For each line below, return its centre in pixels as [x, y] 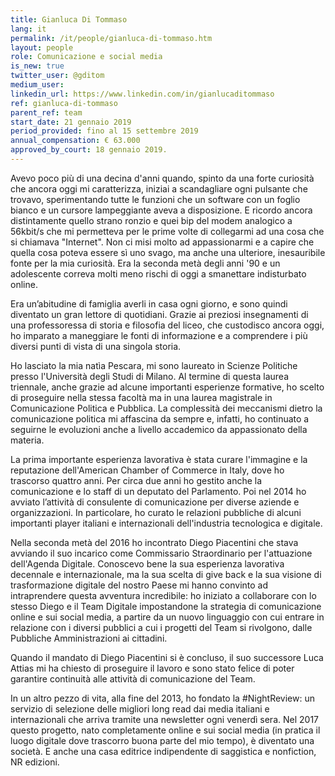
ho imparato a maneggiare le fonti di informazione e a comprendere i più [159, 335]
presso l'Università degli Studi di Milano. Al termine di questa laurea [149, 376]
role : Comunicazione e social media [86, 57]
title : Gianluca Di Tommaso [69, 19]
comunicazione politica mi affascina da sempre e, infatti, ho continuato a [160, 418]
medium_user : [37, 85]
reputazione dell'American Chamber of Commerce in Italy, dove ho [147, 470]
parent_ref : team [46, 112]
